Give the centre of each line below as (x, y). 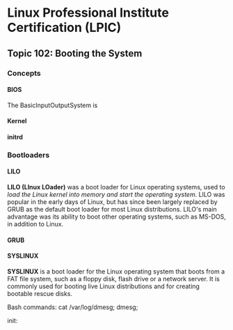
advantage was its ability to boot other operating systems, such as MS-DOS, (116, 217)
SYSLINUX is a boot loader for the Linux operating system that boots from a (116, 271)
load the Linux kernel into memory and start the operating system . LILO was (116, 195)
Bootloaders (29, 155)
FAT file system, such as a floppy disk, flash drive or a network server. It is (114, 278)
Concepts (24, 73)
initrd (15, 136)
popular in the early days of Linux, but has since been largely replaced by (112, 202)
